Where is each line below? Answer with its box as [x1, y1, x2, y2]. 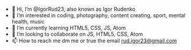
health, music [11, 18, 45, 25]
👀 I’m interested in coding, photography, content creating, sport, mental [11, 12, 186, 19]
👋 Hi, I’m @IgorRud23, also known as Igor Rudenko [11, 6, 136, 12]
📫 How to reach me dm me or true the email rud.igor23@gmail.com [11, 37, 177, 44]
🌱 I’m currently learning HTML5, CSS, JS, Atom [11, 24, 126, 31]
